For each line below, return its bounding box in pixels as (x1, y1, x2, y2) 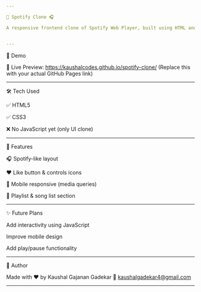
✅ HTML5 (6, 101, 31, 109)
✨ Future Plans (6, 209, 43, 216)
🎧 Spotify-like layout (6, 155, 59, 162)
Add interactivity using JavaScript (6, 221, 90, 228)
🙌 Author (6, 261, 28, 269)
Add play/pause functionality (6, 244, 77, 252)
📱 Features (6, 143, 33, 150)
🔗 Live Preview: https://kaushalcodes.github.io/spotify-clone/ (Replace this (6, 64, 191, 71)
